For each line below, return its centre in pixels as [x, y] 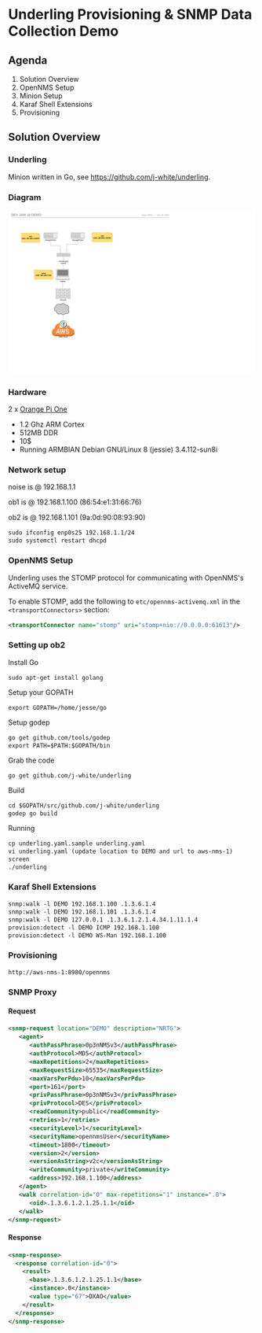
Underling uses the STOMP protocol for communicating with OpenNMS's [126, 578]
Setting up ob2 [37, 645]
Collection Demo [64, 31]
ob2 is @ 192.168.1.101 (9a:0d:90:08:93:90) [77, 518]
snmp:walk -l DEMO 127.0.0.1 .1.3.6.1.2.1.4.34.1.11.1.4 [103, 920]
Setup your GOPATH [41, 692]
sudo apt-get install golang [56, 678]
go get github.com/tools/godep [59, 737]
